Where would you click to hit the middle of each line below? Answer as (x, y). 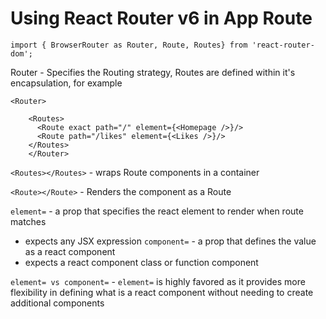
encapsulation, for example (66, 83)
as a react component (70, 251)
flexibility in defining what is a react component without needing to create (162, 292)
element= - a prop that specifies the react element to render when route (157, 211)
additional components (57, 303)
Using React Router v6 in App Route (161, 18)
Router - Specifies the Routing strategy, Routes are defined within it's (153, 72)
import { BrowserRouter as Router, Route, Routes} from (129, 45)
